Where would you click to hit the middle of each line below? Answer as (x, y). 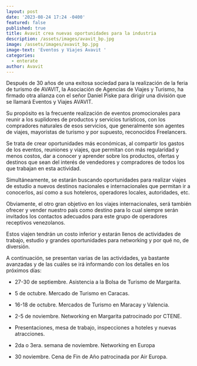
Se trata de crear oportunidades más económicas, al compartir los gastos (95, 144)
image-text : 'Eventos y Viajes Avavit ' (56, 50)
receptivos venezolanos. (36, 223)
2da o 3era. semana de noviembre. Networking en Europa (85, 345)
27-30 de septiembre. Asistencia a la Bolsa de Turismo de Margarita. (98, 282)
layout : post (22, 11)
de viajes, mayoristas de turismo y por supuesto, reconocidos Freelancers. (96, 132)
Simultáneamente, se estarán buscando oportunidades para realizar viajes (96, 180)
